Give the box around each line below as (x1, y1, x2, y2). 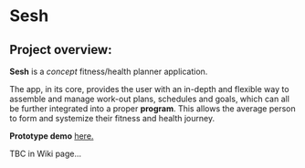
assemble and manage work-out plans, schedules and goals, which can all (9, 93, 290, 104)
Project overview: (9, 42, 112, 58)
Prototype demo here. (9, 131, 94, 142)
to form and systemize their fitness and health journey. (9, 113, 216, 123)
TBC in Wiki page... (9, 148, 82, 159)
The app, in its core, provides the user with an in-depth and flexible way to (9, 84, 289, 94)
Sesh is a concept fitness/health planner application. (9, 66, 208, 77)
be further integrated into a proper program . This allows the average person (9, 103, 296, 114)
